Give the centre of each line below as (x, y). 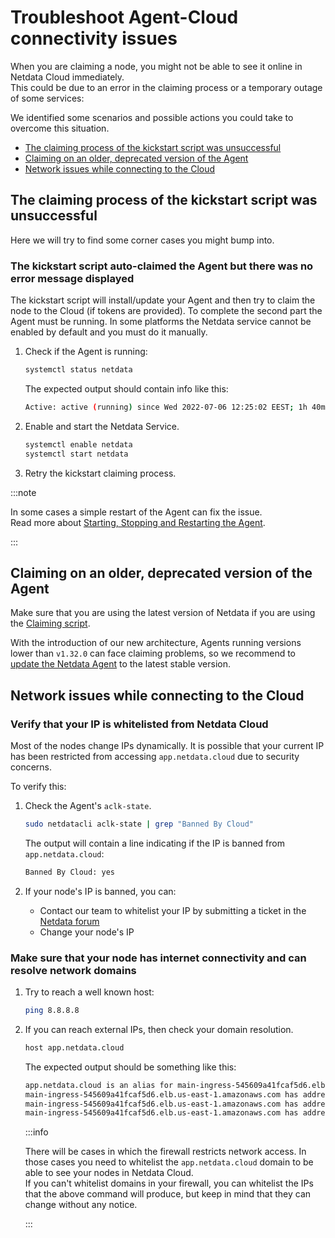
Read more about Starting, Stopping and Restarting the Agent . (138, 522)
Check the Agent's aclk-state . (88, 806)
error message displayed (72, 278)
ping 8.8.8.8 (52, 1011)
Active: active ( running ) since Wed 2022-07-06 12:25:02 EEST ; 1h (166, 407)
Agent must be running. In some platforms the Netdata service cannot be (161, 322)
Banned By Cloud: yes (69, 872)
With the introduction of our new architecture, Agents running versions (156, 643)
